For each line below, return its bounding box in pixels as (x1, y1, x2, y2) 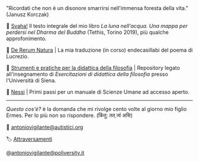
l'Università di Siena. (6, 77, 56, 84)
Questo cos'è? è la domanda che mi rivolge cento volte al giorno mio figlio (6, 106, 187, 112)
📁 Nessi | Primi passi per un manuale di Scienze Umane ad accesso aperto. (6, 88, 190, 96)
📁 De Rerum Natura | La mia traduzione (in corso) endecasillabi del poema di (6, 46, 193, 53)
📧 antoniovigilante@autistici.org (6, 123, 84, 131)
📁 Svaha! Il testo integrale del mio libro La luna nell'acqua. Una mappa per (6, 23, 188, 29)
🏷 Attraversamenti (6, 135, 52, 142)
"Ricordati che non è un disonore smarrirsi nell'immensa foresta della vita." (6, 5, 188, 11)
